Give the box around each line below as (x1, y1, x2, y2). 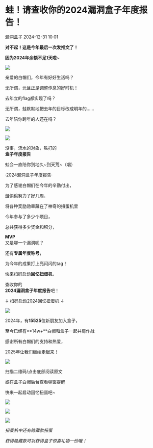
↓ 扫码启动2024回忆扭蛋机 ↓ (5, 298, 64, 304)
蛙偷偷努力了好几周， (5, 192, 48, 199)
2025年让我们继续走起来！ (5, 349, 59, 355)
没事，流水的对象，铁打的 (5, 145, 57, 151)
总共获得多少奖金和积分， (5, 224, 57, 230)
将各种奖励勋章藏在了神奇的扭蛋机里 (5, 203, 78, 209)
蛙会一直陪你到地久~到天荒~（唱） (5, 161, 76, 167)
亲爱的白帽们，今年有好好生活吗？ (5, 74, 74, 80)
